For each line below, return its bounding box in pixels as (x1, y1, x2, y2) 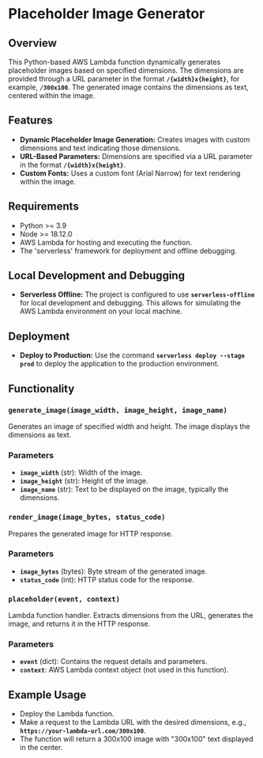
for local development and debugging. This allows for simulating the (19, 298, 242, 308)
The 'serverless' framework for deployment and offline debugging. (19, 246, 237, 256)
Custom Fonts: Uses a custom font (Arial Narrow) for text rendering (19, 168, 241, 178)
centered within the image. (8, 91, 96, 100)
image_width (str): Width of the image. (19, 468, 143, 477)
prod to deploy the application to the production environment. (19, 359, 220, 369)
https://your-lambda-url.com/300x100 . (19, 726, 146, 736)
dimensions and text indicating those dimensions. (19, 143, 182, 153)
